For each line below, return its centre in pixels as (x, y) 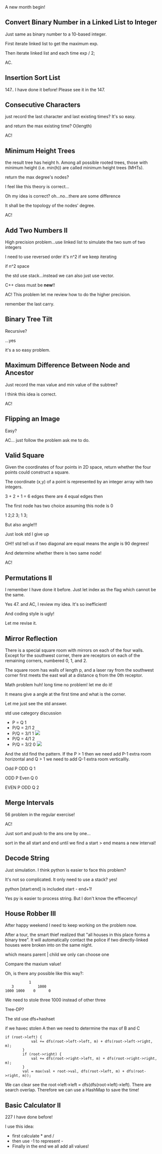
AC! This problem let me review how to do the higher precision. (68, 295)
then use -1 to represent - (38, 1141)
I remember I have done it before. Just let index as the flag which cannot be (81, 590)
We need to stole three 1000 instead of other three (55, 1000)
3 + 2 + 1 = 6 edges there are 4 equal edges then (54, 497)
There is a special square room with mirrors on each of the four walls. (74, 650)
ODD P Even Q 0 (21, 778)
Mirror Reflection (31, 638)
